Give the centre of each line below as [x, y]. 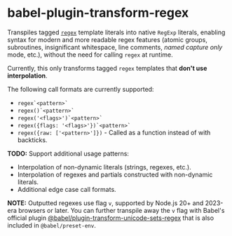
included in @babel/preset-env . [52, 225]
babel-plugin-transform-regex [98, 13]
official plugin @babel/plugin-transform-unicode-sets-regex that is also [111, 218]
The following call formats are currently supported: [81, 89]
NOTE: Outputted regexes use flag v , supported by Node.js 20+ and [105, 203]
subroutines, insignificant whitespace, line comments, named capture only [115, 47]
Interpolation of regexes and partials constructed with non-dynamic [115, 174]
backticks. [32, 140]
